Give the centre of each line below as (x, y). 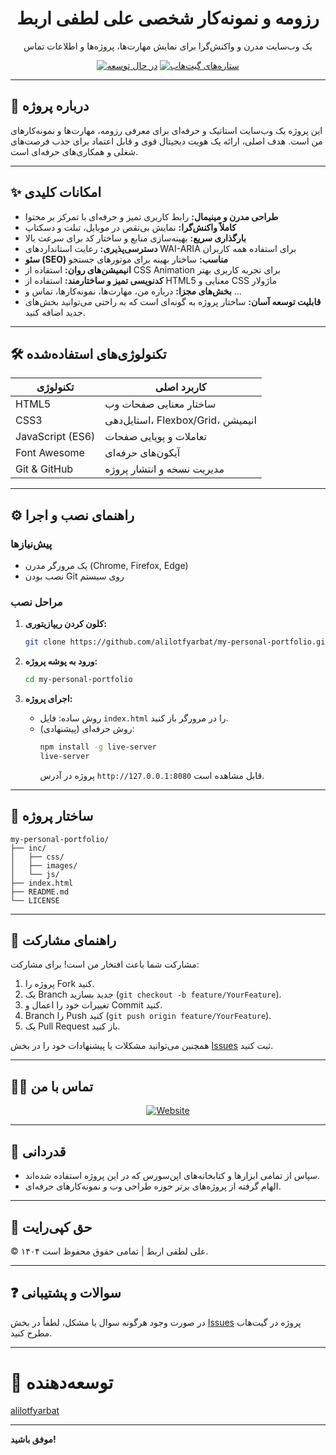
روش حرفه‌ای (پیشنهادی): (87, 729)
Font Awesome (50, 453)
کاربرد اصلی (180, 387)
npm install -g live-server (98, 747)
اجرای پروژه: (48, 699)
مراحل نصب (36, 602)
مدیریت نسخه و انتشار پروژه (164, 469)
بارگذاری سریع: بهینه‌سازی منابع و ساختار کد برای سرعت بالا (135, 238)
